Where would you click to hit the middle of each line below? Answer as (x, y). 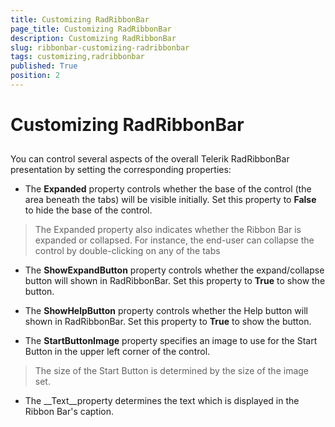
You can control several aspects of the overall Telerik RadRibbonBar (150, 159)
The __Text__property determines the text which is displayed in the (162, 401)
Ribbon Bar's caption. (69, 412)
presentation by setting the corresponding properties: (121, 170)
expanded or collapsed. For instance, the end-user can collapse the (174, 240)
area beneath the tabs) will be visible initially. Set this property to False (170, 200)
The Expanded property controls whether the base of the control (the (168, 189)
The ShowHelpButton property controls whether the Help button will (166, 311)
